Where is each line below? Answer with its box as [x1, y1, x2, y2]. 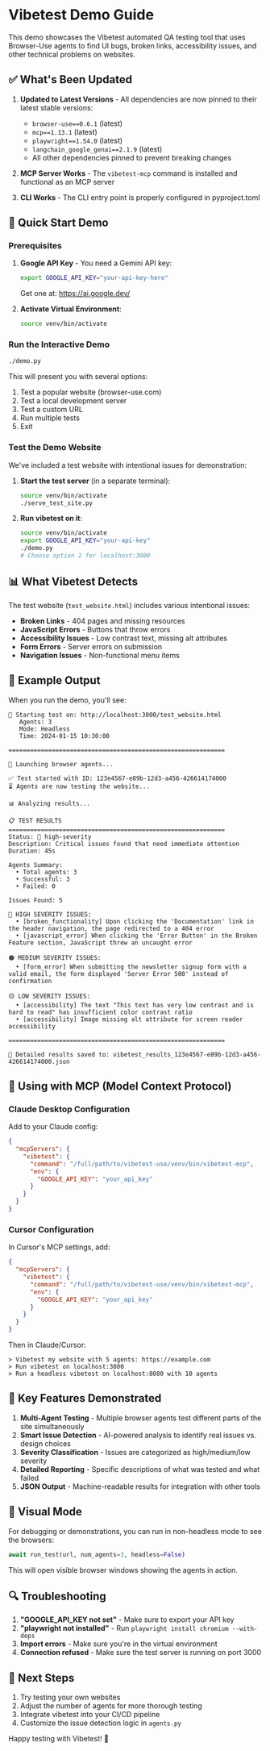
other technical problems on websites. [8, 49, 135, 59]
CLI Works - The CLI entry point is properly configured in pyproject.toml [19, 192, 260, 202]
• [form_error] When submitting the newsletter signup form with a [15, 962, 247, 971]
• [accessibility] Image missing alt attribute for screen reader [15, 1015, 243, 1024]
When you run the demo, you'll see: [8, 695, 127, 705]
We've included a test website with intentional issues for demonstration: [8, 460, 247, 469]
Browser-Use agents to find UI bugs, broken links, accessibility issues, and [8, 40, 257, 50]
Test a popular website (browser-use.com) [19, 387, 162, 397]
